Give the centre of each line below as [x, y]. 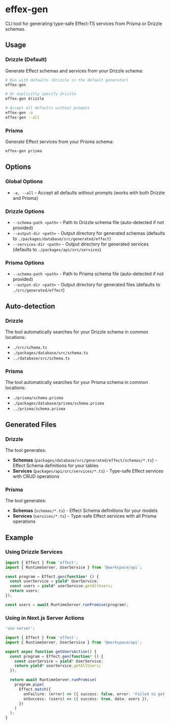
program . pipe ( [29, 685]
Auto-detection [30, 306]
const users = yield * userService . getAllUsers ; [61, 586]
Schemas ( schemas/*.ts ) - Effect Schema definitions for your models [85, 511]
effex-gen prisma [24, 151]
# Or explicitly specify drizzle [41, 94]
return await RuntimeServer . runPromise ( [53, 680]
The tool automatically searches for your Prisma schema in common [77, 382]
